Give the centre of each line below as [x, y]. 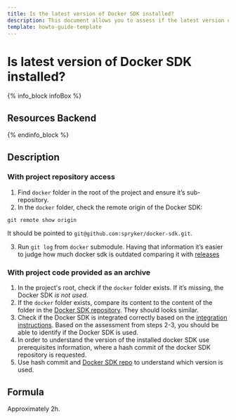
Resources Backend [52, 118]
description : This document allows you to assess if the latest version [116, 20]
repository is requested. [52, 355]
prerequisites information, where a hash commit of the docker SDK [114, 348]
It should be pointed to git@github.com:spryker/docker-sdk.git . [100, 233]
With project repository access [61, 177]
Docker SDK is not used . [53, 295]
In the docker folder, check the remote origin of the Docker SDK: [110, 207]
